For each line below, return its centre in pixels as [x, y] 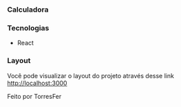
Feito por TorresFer [34, 96]
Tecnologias [28, 27]
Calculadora [28, 10]
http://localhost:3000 [37, 83]
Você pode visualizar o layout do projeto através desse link [90, 75]
